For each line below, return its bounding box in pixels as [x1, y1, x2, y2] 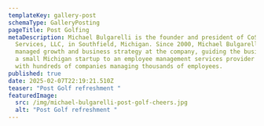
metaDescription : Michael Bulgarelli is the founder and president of [8, 33, 244, 41]
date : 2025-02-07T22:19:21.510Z [8, 77, 114, 85]
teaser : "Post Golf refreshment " [8, 84, 122, 92]
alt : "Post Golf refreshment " [15, 106, 118, 114]
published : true [8, 70, 61, 77]
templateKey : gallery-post [8, 11, 97, 20]
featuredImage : [8, 92, 58, 99]
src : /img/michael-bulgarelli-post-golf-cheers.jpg [15, 99, 189, 106]
